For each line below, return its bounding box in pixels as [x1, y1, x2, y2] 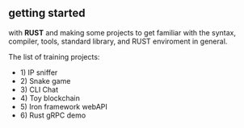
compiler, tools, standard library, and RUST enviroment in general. [8, 36, 228, 46]
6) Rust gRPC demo [19, 110, 86, 120]
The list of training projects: [8, 52, 100, 61]
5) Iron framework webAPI [19, 101, 107, 111]
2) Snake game [19, 76, 71, 85]
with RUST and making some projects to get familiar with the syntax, [8, 27, 237, 37]
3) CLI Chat [19, 85, 59, 94]
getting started [8, 6, 86, 20]
